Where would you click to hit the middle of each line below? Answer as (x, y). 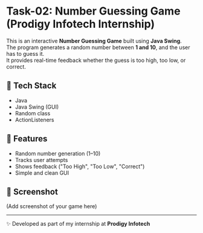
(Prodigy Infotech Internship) (81, 24)
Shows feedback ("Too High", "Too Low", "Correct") (80, 166)
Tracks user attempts (41, 160)
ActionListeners (34, 120)
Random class (33, 113)
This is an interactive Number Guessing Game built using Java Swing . (94, 41)
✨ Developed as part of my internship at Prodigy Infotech (78, 224)
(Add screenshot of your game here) (52, 206)
